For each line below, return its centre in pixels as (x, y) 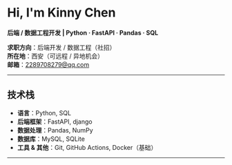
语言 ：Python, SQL (44, 113)
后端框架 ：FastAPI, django (55, 122)
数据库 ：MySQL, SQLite (51, 139)
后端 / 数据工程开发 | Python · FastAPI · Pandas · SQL (83, 32)
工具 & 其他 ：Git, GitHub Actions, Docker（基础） (87, 147)
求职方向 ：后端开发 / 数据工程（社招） (61, 47)
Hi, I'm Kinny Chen (61, 13)
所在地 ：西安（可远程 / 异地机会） (55, 56)
